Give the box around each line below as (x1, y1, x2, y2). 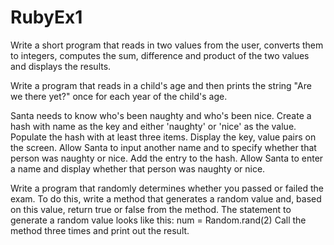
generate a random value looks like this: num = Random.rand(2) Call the (10, 214, 307, 226)
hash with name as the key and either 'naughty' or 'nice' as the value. (10, 120, 297, 132)
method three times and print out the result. (10, 224, 190, 236)
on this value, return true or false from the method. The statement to (10, 203, 292, 215)
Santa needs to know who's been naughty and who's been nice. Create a (10, 109, 312, 121)
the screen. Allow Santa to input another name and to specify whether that (10, 141, 317, 153)
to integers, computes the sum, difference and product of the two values (10, 49, 310, 61)
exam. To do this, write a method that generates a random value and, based (10, 192, 322, 205)
